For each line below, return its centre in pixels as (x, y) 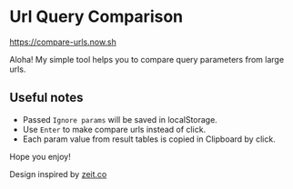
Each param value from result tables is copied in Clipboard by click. (149, 139)
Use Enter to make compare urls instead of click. (114, 129)
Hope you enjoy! (40, 156)
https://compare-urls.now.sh (63, 42)
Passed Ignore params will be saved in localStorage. (120, 119)
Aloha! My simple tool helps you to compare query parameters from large (147, 59)
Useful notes (46, 98)
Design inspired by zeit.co (58, 174)
